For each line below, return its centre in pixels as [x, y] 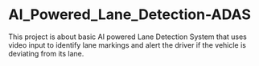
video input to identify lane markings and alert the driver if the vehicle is [127, 45]
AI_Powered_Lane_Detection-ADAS [130, 15]
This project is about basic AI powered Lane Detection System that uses [127, 37]
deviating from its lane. [46, 53]
